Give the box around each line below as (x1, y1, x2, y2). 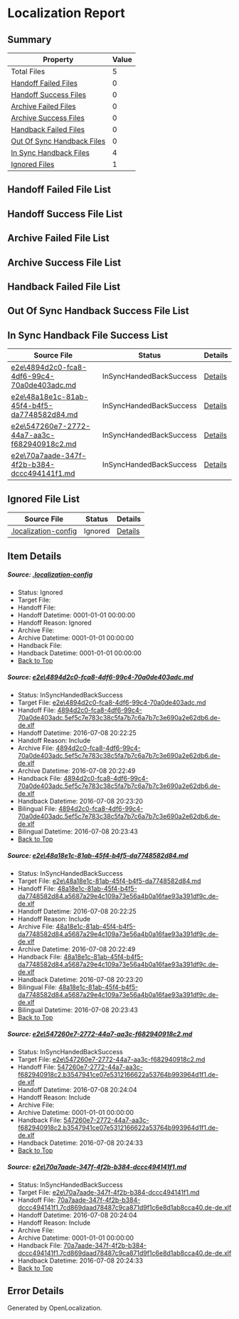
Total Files (11, 66, 46, 76)
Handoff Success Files (11, 90, 87, 99)
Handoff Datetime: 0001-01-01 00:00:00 (17, 611, 136, 620)
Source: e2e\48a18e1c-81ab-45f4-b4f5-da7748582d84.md (7, 851, 188, 859)
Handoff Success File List (7, 208, 123, 220)
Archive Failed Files (11, 101, 76, 111)
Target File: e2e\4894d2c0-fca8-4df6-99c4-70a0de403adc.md (17, 698, 206, 707)
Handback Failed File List (7, 281, 121, 293)
